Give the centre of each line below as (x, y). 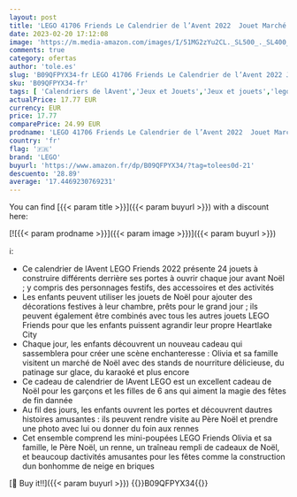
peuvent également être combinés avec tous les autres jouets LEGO (145, 316)
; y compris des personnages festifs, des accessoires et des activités (148, 287)
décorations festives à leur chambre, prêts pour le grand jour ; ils (140, 307)
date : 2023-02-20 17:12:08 (59, 34)
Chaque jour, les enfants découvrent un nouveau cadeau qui (132, 344)
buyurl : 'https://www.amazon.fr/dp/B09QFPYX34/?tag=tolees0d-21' (132, 165)
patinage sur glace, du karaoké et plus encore (106, 372)
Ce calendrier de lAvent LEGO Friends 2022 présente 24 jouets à (140, 269)
